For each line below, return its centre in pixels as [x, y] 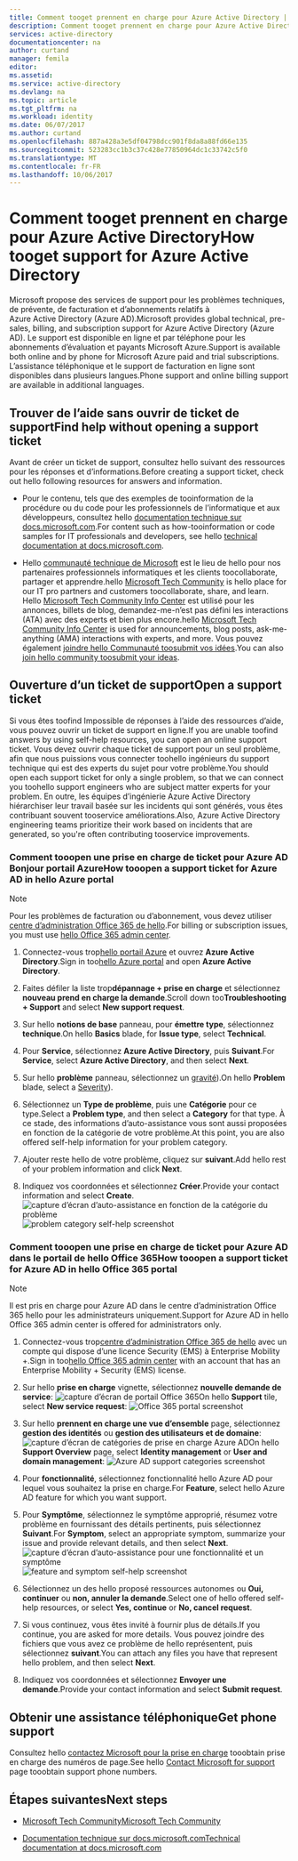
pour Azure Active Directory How [132, 238]
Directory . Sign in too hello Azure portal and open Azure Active [137, 962]
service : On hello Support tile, [149, 1397]
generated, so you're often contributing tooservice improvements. [129, 834]
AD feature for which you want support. [94, 1498]
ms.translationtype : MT [53, 158]
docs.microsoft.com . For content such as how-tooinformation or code [148, 527]
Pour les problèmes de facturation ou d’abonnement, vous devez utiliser [141, 916]
